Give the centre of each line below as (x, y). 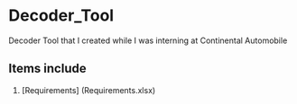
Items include (47, 69)
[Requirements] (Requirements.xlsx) (88, 90)
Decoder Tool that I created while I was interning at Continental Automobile (148, 40)
